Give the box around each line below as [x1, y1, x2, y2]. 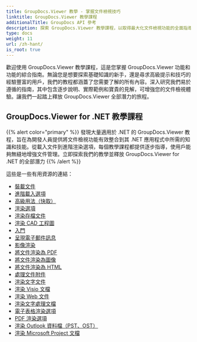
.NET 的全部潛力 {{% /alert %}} [6, 158, 81, 165]
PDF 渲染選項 [14, 314, 47, 321]
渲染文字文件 [14, 278, 46, 285]
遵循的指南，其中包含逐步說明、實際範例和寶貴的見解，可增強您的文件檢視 [6, 86, 186, 93]
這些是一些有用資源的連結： [6, 170, 73, 177]
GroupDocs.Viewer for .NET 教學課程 [6, 112, 143, 122]
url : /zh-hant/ [6, 42, 43, 48]
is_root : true [6, 47, 41, 53]
